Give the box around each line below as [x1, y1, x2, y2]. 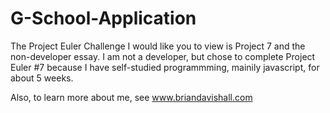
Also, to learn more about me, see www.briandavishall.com [10, 91, 253, 103]
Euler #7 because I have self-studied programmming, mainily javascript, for [10, 61, 320, 73]
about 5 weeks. [10, 72, 74, 84]
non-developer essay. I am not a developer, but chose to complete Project [10, 50, 316, 62]
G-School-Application [10, 7, 197, 30]
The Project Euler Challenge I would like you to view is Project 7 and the [10, 40, 306, 52]
